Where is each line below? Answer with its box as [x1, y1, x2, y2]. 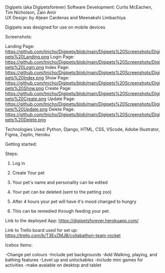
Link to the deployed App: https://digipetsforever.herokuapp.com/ [5, 218, 139, 224]
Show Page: [45, 75, 70, 80]
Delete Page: [48, 106, 75, 112]
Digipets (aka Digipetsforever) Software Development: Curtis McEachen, [5, 4, 153, 10]
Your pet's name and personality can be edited [12, 180, 108, 185]
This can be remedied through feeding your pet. [12, 208, 110, 214]
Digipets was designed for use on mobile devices [5, 24, 105, 30]
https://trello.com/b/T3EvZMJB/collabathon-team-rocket [5, 233, 121, 238]
